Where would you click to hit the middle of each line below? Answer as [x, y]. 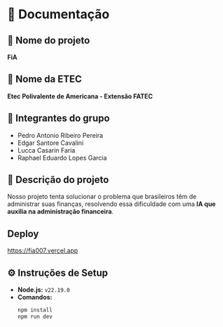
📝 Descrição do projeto [58, 180]
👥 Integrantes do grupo [59, 118]
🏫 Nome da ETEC [45, 79]
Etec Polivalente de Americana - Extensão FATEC [80, 96]
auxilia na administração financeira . [61, 212]
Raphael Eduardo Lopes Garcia [62, 158]
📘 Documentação [59, 14]
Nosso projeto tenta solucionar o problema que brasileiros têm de [102, 197]
